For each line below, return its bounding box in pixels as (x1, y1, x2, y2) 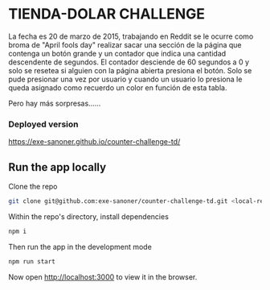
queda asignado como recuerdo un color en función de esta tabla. (8, 82, 227, 93)
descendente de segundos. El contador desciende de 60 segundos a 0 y (8, 57, 250, 67)
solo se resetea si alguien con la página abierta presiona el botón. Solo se (8, 65, 252, 75)
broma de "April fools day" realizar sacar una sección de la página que (8, 39, 242, 49)
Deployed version (8, 118, 79, 130)
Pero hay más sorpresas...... (8, 98, 101, 108)
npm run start (8, 257, 56, 266)
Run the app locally (8, 160, 107, 174)
